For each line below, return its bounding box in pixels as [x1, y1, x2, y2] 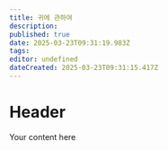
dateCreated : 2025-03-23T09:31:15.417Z [9, 64, 159, 73]
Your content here [9, 131, 76, 142]
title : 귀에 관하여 [9, 13, 73, 22]
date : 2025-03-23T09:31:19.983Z [9, 38, 130, 48]
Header [9, 102, 66, 122]
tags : [9, 47, 30, 56]
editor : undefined [9, 55, 78, 64]
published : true [9, 30, 70, 39]
